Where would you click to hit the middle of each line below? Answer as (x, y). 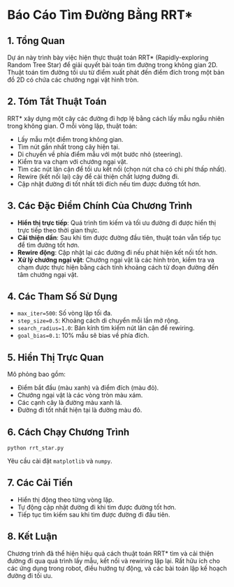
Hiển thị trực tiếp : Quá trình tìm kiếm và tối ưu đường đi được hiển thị (117, 223)
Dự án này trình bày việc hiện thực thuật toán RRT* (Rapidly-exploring (108, 57)
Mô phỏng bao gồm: (37, 374)
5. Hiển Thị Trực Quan (56, 357)
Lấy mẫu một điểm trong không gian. (70, 139)
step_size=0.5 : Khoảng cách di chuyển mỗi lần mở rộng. (98, 320)
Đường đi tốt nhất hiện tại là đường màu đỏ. (80, 410)
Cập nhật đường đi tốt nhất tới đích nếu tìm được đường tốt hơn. (109, 184)
